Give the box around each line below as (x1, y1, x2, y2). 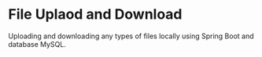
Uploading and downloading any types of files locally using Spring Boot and (8, 31, 254, 41)
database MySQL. (8, 39, 67, 48)
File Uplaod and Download (8, 5, 183, 23)
